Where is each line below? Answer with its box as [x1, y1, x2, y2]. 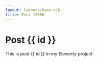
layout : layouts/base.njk [5, 7, 60, 13]
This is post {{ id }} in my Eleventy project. [5, 51, 94, 57]
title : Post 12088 [5, 12, 44, 17]
